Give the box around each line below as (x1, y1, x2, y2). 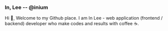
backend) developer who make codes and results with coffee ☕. (5, 21, 139, 27)
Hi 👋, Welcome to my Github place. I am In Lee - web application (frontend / (5, 15, 163, 21)
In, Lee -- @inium (5, 4, 49, 11)
